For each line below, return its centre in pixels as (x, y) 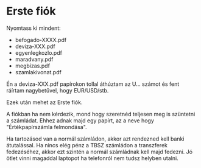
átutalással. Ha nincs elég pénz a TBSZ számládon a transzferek (87, 145)
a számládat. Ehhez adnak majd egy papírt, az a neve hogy (80, 121)
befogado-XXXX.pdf (41, 40)
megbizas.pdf (33, 66)
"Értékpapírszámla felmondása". (47, 127)
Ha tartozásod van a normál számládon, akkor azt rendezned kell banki (95, 139)
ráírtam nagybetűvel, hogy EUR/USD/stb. (58, 90)
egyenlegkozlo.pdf (39, 52)
